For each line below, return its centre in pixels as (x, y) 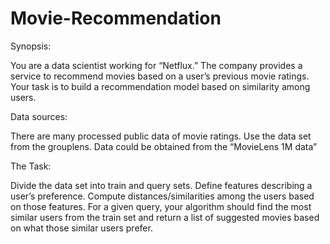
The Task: (31, 166)
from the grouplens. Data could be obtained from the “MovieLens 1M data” (164, 146)
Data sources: (39, 116)
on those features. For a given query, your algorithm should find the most (161, 206)
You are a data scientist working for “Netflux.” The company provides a (156, 65)
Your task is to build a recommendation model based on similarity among (160, 86)
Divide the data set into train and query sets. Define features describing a (161, 185)
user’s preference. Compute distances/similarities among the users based (162, 196)
